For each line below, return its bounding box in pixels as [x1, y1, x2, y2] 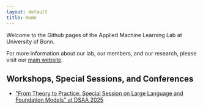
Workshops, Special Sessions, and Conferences [6, 74, 194, 84]
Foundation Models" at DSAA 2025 [15, 96, 104, 104]
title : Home [6, 15, 37, 21]
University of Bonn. [6, 38, 55, 45]
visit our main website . [6, 56, 63, 63]
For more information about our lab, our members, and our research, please [6, 49, 197, 57]
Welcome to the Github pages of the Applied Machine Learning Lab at [6, 31, 182, 38]
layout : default [6, 9, 48, 15]
